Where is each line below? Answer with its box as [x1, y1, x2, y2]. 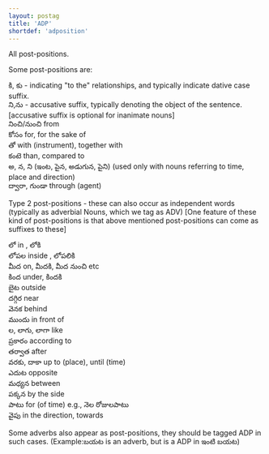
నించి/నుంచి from [8, 119, 60, 129]
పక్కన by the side [8, 389, 65, 399]
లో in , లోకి [8, 240, 41, 250]
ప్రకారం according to [8, 336, 72, 345]
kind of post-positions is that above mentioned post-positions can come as [8, 216, 259, 225]
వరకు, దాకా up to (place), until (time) [8, 358, 126, 367]
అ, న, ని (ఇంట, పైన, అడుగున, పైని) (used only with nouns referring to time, [8, 161, 245, 171]
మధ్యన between [8, 379, 61, 388]
